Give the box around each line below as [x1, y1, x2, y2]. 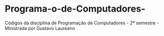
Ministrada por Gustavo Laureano [5, 25, 75, 31]
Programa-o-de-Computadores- [5, 3, 146, 15]
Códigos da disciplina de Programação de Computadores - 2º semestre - [5, 20, 159, 26]
